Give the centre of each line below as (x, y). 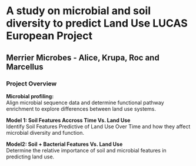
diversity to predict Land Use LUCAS (97, 23)
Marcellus (25, 67)
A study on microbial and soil (79, 11)
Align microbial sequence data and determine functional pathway (85, 102)
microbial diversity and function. (45, 132)
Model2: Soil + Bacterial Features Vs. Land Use (64, 144)
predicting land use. (30, 157)
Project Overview (31, 84)
